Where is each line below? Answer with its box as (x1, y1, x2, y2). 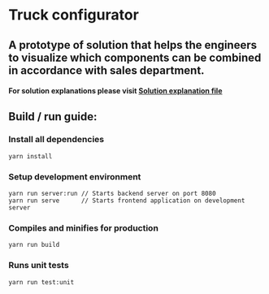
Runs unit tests (8, 260, 69, 271)
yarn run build (8, 241, 60, 249)
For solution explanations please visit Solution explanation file (8, 86, 223, 96)
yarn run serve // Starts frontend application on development (8, 197, 245, 205)
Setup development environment (8, 171, 141, 182)
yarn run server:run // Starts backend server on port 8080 (8, 189, 217, 198)
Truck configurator (8, 6, 140, 24)
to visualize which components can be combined (8, 50, 262, 64)
